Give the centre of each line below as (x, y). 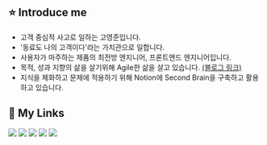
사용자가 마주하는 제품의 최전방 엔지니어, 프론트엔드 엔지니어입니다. (125, 57)
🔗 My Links (36, 113)
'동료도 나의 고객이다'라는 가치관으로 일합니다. (92, 47)
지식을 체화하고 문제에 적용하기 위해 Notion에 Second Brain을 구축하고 (132, 77)
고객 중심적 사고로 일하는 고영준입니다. (80, 37)
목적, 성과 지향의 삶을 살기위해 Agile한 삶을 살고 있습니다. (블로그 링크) (131, 67)
